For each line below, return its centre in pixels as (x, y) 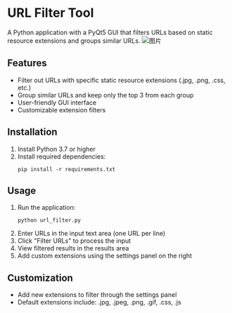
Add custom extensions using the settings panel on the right (104, 256)
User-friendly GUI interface (57, 102)
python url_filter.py (49, 220)
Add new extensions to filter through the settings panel (97, 295)
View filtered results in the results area (73, 248)
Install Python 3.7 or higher (57, 149)
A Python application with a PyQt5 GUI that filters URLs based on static (110, 32)
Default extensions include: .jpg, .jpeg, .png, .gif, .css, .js (99, 302)
